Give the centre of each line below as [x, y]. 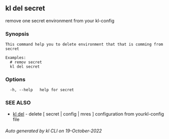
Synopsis [17, 34]
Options [15, 79]
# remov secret [26, 62]
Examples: [16, 58]
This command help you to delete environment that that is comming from [84, 45]
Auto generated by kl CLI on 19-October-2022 [54, 131]
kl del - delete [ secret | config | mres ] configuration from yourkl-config [88, 114]
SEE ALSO [18, 103]
